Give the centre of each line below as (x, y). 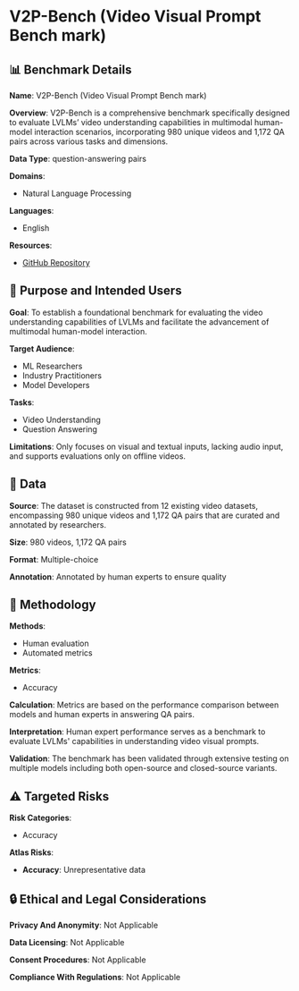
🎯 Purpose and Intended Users (96, 291)
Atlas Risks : (32, 852)
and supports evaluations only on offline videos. (97, 456)
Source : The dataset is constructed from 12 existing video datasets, (134, 505)
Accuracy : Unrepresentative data (83, 870)
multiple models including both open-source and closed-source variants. (143, 768)
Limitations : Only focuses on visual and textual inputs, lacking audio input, (146, 446)
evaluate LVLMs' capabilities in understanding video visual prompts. (134, 741)
